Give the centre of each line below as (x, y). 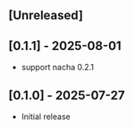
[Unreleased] (46, 16)
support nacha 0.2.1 (58, 68)
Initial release (46, 117)
